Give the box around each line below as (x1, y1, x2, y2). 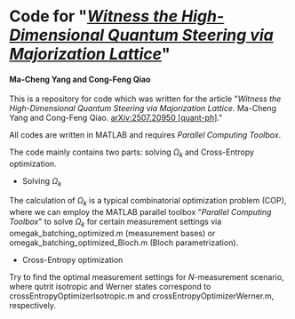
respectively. (9, 299, 56, 310)
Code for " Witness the (9, 6, 179, 27)
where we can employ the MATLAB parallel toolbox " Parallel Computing (9, 206, 272, 217)
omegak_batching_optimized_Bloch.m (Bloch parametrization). (9, 237, 239, 248)
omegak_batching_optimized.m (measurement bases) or (9, 227, 216, 238)
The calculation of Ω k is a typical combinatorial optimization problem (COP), (9, 195, 287, 208)
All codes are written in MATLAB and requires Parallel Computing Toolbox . (9, 130, 282, 140)
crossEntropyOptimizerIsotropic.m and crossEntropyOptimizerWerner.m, (9, 291, 275, 301)
